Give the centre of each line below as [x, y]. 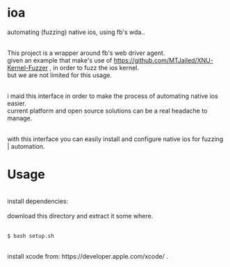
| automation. [26, 146]
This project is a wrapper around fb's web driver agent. [86, 53]
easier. [17, 103]
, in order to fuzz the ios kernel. [94, 67]
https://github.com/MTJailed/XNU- [163, 60]
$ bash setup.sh [31, 236]
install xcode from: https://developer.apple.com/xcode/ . [88, 256]
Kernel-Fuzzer [28, 67]
